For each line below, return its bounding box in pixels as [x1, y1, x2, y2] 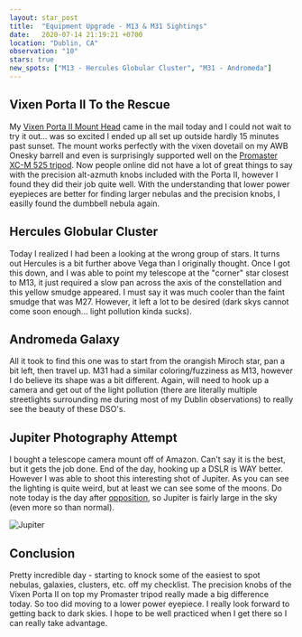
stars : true [9, 55, 54, 64]
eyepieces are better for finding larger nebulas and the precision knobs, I [9, 188, 280, 199]
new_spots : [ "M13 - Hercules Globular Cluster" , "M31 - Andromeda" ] [9, 64, 272, 73]
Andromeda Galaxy [9, 332, 120, 347]
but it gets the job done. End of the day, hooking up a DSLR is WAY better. [9, 464, 284, 474]
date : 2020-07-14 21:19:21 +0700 [9, 30, 143, 39]
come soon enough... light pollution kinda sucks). [9, 305, 192, 316]
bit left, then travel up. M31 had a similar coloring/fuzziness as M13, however [9, 365, 293, 376]
